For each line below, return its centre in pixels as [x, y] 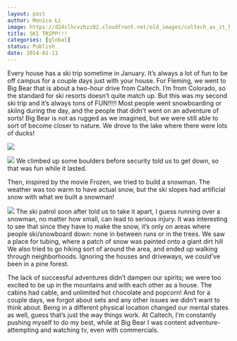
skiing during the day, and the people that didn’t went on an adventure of [113, 111]
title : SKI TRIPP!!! [38, 33]
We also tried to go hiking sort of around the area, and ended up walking [113, 249]
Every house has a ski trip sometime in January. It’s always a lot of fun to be [117, 73]
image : [17, 27]
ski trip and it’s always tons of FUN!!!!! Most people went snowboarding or [115, 103]
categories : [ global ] [39, 40]
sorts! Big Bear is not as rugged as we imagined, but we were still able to [113, 118]
